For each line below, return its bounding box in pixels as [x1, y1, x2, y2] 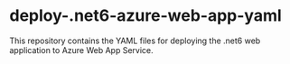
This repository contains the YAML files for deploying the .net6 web [9, 35, 261, 46]
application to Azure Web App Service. [9, 44, 154, 55]
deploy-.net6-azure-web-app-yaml [9, 5, 282, 26]
